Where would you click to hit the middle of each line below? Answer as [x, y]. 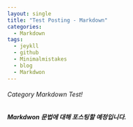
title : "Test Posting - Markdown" [58, 20]
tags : [15, 40]
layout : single [29, 14]
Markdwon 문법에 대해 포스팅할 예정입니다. [67, 117]
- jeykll [26, 46]
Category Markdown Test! [45, 94]
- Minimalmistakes [41, 59]
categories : [24, 27]
